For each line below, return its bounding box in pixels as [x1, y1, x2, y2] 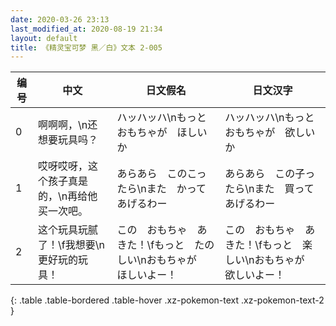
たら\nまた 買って [224, 182, 315, 196]
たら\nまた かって [116, 182, 207, 196]
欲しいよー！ [224, 268, 285, 282]
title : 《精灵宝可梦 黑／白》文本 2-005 [10, 42, 163, 53]
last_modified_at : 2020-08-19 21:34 [10, 24, 163, 34]
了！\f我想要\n [37, 238, 105, 252]
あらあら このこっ [116, 167, 207, 181]
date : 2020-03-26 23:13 [10, 14, 110, 25]
